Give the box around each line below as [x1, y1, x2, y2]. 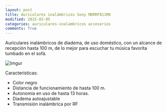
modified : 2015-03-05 [5, 17, 51, 22]
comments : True [5, 26, 37, 31]
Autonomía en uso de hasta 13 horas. [12, 90, 89, 96]
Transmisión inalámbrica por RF [12, 101, 78, 107]
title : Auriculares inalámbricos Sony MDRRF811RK [5, 12, 111, 17]
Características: [5, 70, 38, 76]
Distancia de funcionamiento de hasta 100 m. [12, 85, 106, 91]
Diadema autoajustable [12, 96, 60, 102]
